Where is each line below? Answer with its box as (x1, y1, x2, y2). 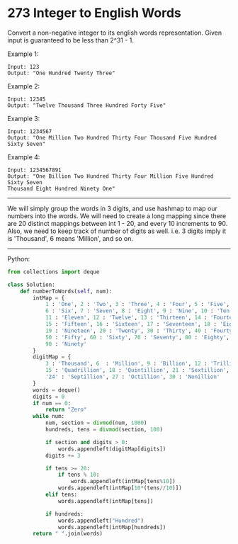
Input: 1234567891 (7, 166, 62, 174)
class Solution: (7, 281, 55, 288)
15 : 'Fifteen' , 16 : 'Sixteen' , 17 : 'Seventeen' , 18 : (45, 321, 217, 328)
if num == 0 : (33, 399, 72, 407)
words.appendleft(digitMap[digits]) (57, 445, 166, 453)
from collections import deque (7, 268, 100, 276)
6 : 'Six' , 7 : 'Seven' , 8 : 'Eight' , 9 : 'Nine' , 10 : (45, 307, 214, 314)
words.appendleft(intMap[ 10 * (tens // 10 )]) (57, 484, 182, 492)
